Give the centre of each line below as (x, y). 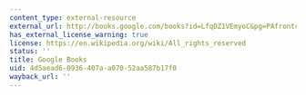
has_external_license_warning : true (79, 34)
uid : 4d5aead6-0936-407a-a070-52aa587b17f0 (93, 69)
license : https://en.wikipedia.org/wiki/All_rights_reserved (128, 43)
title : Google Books (49, 60)
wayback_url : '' (40, 77)
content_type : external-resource (73, 18)
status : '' (30, 52)
